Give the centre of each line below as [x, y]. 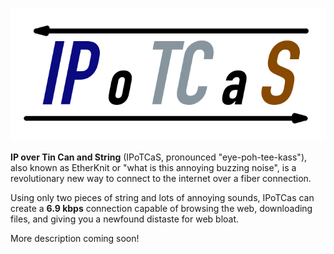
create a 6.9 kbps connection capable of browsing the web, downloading [161, 208]
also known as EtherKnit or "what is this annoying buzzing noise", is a [153, 167]
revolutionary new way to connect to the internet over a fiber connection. [161, 178]
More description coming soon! [75, 238]
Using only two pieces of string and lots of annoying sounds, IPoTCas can [162, 197]
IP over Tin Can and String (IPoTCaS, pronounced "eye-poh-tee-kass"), [159, 157]
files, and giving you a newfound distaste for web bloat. [125, 219]
